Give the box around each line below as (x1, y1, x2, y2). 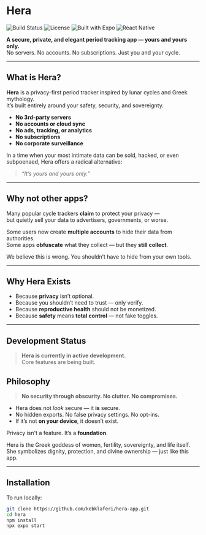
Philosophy (6, 376, 51, 387)
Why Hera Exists (6, 276, 71, 287)
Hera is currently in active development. (21, 352, 126, 359)
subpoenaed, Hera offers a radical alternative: (6, 157, 123, 165)
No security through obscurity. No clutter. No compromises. (21, 393, 178, 400)
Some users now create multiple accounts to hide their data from (6, 228, 173, 235)
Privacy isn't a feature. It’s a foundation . (6, 430, 109, 436)
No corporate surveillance (15, 139, 84, 147)
